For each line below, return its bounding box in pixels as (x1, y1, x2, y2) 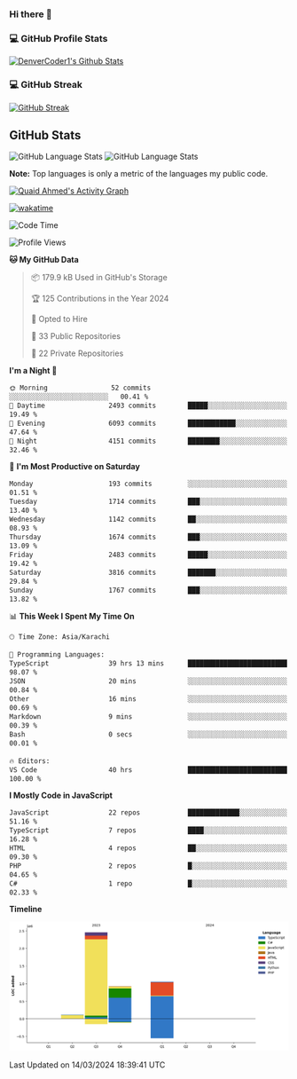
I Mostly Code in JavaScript (9, 790, 113, 801)
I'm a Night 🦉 (9, 366, 58, 376)
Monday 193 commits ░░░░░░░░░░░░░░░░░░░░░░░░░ (9, 479, 288, 489)
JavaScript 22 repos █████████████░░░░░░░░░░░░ (9, 808, 288, 817)
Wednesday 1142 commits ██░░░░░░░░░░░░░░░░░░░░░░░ (9, 515, 288, 524)
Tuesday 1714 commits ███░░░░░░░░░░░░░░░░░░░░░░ (9, 497, 288, 507)
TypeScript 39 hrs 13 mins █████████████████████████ (9, 659, 288, 668)
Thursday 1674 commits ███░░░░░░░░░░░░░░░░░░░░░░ (9, 532, 288, 542)
